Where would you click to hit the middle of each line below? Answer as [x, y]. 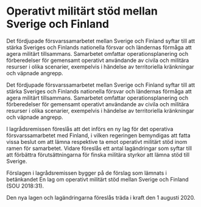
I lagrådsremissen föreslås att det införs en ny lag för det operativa [90, 129]
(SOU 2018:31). [25, 186]
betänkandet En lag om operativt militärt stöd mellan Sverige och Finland [97, 179]
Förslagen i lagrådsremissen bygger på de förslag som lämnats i [87, 173]
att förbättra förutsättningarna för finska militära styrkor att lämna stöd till [98, 154]
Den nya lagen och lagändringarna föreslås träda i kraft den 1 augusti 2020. [101, 197]
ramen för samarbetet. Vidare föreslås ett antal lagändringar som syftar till [99, 148]
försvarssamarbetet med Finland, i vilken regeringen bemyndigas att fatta [98, 135]
